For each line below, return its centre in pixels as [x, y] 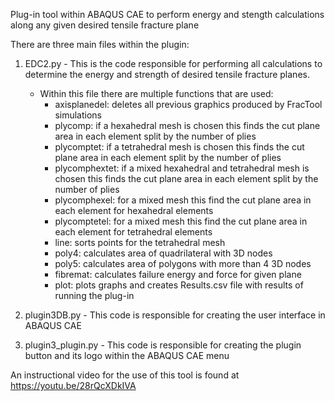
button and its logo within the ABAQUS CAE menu [127, 355]
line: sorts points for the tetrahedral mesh [140, 242]
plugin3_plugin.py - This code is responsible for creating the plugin [163, 345]
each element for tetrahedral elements [133, 232]
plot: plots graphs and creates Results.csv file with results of [179, 285]
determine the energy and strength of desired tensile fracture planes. [167, 74]
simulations [78, 115]
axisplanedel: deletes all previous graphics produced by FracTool [188, 104]
